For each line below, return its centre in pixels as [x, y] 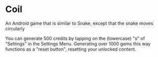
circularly [15, 28]
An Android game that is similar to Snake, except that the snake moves [79, 23]
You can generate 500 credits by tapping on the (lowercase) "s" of [75, 38]
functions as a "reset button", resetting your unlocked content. [71, 49]
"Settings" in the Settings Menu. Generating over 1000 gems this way [78, 43]
